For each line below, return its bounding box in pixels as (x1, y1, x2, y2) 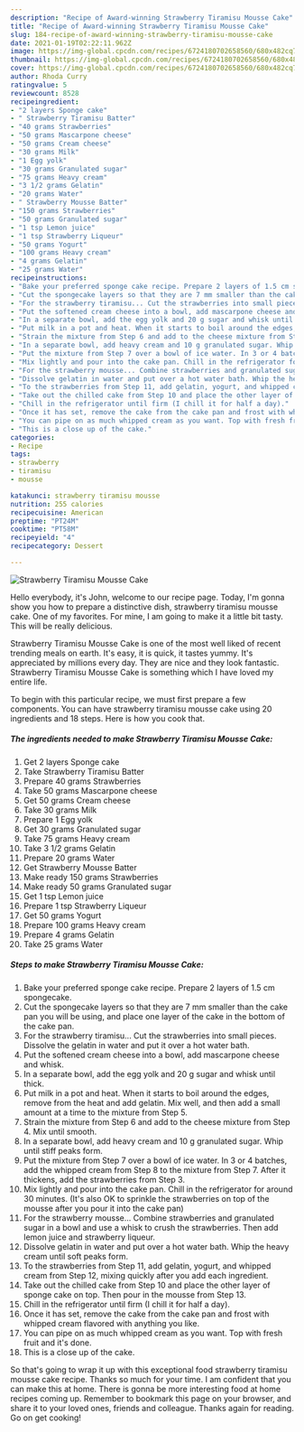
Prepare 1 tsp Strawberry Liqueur (23, 900, 147, 911)
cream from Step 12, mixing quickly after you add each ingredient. (23, 1269, 269, 1280)
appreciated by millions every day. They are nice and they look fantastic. (10, 656, 280, 668)
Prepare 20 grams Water (23, 852, 115, 863)
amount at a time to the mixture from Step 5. (23, 1107, 189, 1118)
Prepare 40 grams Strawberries (23, 776, 142, 786)
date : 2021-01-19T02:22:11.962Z (10, 38, 132, 48)
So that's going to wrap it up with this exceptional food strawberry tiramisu (10, 1364, 288, 1375)
